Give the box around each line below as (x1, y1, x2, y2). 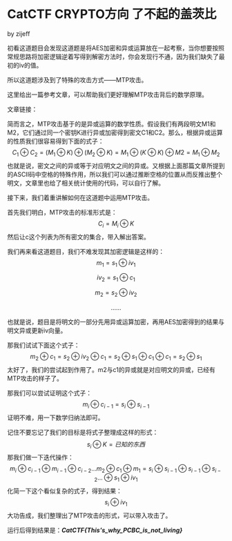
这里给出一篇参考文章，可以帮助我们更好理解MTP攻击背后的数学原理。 (7, 90, 209, 99)
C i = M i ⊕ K (97, 219, 135, 229)
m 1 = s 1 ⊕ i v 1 (96, 258, 136, 268)
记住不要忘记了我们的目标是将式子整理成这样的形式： (7, 428, 159, 436)
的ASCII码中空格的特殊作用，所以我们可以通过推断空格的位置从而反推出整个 (7, 170, 223, 178)
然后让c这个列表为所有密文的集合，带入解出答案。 (7, 233, 150, 241)
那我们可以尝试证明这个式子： (7, 388, 92, 397)
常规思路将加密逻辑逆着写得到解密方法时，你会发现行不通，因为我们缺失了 (7, 52, 219, 61)
